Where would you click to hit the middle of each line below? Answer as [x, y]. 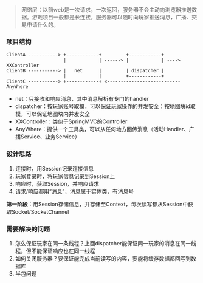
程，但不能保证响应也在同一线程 [55, 251]
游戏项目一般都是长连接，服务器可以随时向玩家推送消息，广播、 [112, 17]
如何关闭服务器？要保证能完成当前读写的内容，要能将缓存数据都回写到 [103, 258]
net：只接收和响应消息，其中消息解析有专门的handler [82, 99]
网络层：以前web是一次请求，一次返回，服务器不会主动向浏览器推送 [106, 9]
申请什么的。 [43, 25]
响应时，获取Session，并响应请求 [57, 183]
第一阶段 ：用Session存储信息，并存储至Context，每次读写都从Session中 [97, 204]
